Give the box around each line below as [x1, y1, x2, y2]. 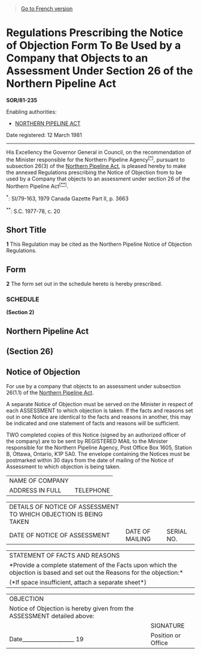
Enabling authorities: [6, 108, 57, 115]
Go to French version [20, 5, 73, 12]
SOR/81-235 [6, 96, 38, 103]
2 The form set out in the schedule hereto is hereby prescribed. [6, 281, 163, 288]
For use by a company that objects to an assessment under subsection [6, 383, 181, 390]
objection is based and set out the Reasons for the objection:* [9, 568, 184, 577]
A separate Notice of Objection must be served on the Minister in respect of [6, 401, 193, 408]
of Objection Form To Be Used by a [6, 39, 181, 53]
